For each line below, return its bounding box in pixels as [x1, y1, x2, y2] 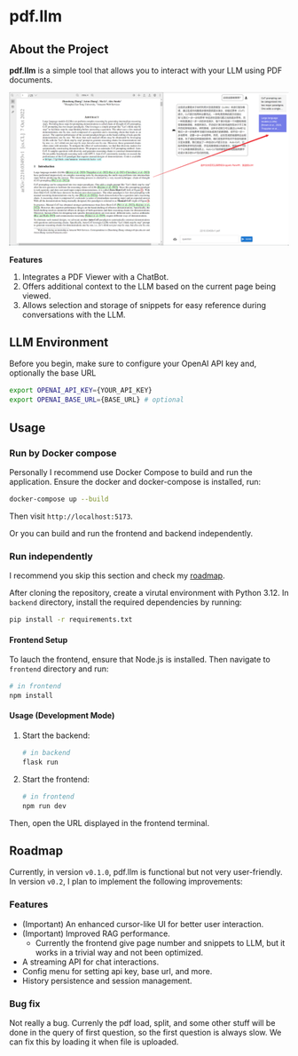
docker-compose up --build [9, 495, 109, 504]
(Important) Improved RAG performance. [21, 928, 170, 939]
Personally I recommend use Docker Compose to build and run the [9, 466, 253, 477]
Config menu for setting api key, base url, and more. [21, 965, 213, 976]
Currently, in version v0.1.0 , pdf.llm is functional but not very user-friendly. [9, 867, 283, 877]
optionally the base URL [9, 368, 97, 378]
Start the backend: [21, 730, 90, 741]
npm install [9, 691, 53, 700]
